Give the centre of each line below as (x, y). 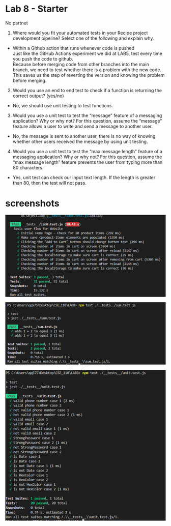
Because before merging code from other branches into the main (81, 64)
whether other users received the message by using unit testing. (80, 141)
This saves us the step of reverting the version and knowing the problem (89, 75)
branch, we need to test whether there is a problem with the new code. (87, 70)
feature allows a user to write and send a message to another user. (83, 126)
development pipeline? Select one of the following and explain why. (83, 38)
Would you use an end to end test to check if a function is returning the (87, 90)
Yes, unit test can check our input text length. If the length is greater (84, 177)
